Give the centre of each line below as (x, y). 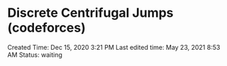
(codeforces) (47, 28)
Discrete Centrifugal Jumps (90, 13)
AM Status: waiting (35, 55)
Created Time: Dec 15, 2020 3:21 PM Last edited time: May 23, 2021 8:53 (114, 47)
